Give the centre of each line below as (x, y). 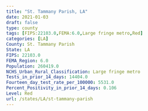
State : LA (18, 50)
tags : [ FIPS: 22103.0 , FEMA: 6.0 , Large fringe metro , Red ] (75, 33)
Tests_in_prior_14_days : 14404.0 (47, 77)
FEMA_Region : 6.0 (27, 60)
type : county (22, 28)
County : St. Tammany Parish (41, 45)
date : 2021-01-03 (27, 17)
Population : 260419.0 (33, 66)
